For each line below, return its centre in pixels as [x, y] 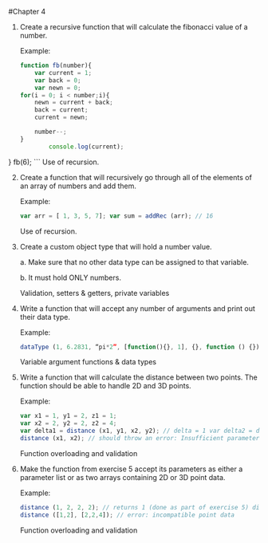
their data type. [45, 317]
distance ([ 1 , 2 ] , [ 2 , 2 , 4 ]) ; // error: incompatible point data [127, 515]
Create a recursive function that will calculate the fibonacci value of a [134, 27]
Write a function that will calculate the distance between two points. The [138, 377]
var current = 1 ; [63, 73]
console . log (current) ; [87, 147]
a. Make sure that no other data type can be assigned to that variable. [134, 262]
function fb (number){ [56, 65]
